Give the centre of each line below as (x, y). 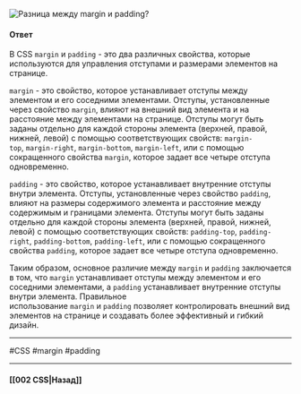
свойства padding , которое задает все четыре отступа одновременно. (144, 251)
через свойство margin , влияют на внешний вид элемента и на (129, 110)
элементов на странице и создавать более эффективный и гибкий (137, 316)
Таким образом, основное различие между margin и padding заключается (150, 268)
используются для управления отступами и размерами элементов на (144, 64)
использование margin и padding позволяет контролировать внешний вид (150, 306)
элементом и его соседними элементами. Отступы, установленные (140, 100)
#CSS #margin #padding (55, 351)
